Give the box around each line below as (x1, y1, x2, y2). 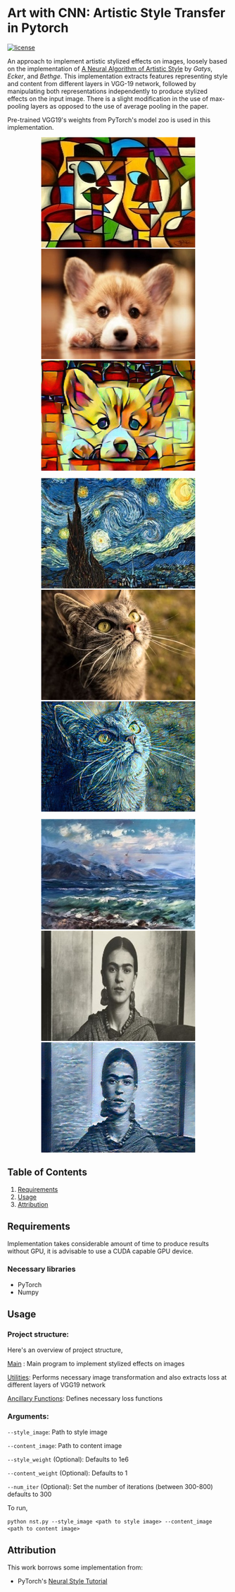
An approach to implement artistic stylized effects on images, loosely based (7, 56, 227, 65)
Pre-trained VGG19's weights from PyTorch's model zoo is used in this (7, 115, 211, 124)
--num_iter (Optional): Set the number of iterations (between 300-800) (7, 1482, 213, 1490)
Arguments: (7, 1411, 49, 1421)
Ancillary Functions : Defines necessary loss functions (7, 1394, 163, 1402)
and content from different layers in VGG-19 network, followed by (7, 79, 196, 88)
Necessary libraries (7, 1265, 76, 1274)
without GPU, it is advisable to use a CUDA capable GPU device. (7, 1247, 193, 1255)
